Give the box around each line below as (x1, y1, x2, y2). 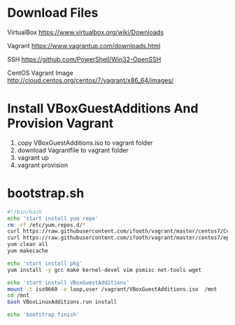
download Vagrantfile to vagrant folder (17, 145, 129, 154)
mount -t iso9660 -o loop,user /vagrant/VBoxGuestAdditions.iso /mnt (7, 285, 218, 293)
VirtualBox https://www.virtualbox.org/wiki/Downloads (7, 28, 164, 36)
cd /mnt (7, 292, 30, 299)
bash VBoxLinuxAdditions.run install (7, 298, 117, 305)
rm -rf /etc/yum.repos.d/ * (7, 222, 86, 229)
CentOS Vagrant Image (7, 68, 73, 77)
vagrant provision (17, 161, 69, 169)
